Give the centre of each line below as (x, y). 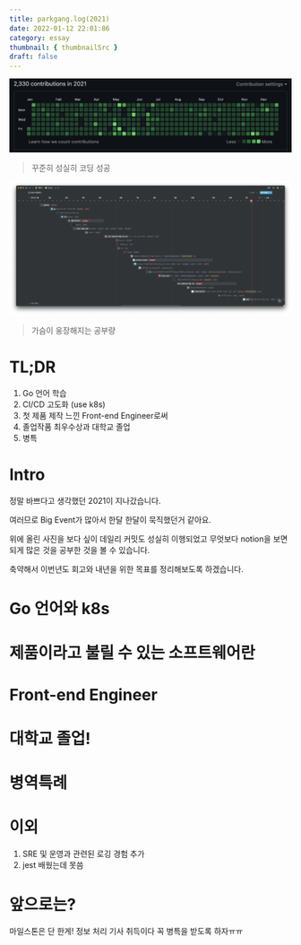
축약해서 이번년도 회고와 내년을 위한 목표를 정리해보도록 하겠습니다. (126, 569)
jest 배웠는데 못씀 (53, 864)
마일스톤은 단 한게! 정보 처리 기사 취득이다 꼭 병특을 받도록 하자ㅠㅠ (126, 931)
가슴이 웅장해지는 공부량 (73, 331)
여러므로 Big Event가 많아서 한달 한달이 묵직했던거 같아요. (111, 520)
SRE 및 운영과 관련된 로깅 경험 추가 (83, 854)
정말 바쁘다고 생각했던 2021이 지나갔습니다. (85, 501)
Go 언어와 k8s (60, 609)
